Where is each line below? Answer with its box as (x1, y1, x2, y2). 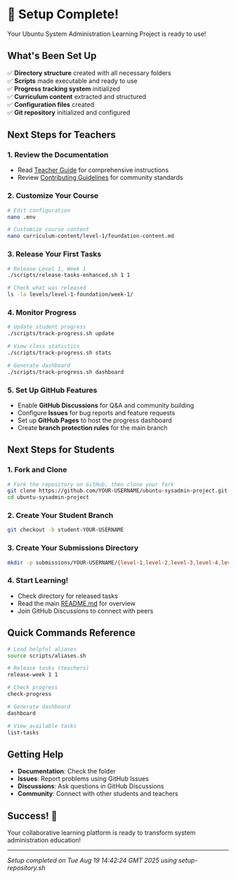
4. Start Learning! (7, 575, 69, 585)
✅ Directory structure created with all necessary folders (7, 68, 171, 77)
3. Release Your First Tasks (7, 249, 102, 259)
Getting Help (7, 748, 64, 760)
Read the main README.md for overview (17, 599, 136, 607)
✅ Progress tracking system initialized (7, 84, 121, 93)
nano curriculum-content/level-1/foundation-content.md (7, 233, 174, 240)
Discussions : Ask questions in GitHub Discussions (17, 782, 164, 790)
